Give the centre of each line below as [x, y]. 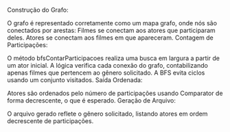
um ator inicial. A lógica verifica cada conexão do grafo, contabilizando [107, 65]
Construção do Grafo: [38, 10]
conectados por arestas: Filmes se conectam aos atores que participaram [112, 30]
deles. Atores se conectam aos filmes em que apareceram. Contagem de [111, 38]
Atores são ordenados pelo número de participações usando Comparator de [115, 93]
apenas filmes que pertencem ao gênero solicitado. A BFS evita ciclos [106, 72]
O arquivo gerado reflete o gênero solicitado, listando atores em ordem [107, 114]
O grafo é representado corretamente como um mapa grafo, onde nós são [112, 23]
